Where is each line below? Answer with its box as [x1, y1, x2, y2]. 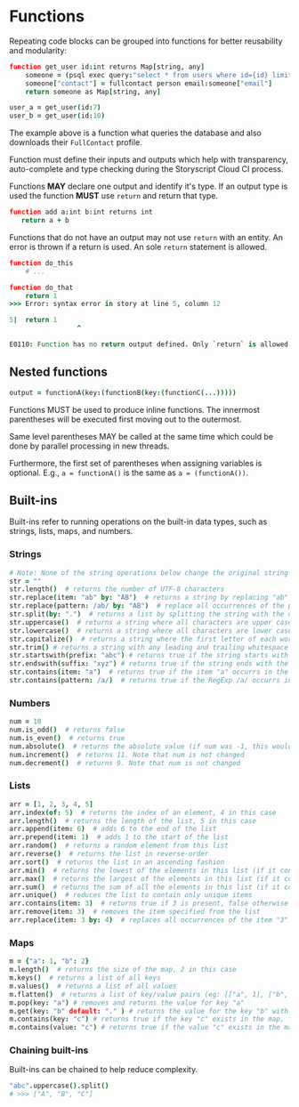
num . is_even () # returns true [9, 734, 125, 743]
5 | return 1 [9, 316, 58, 325]
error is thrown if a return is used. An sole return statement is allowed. [9, 241, 268, 252]
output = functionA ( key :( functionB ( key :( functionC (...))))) [9, 388, 238, 397]
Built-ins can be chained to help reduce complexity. [9, 1064, 198, 1075]
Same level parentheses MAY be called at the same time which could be [9, 431, 274, 441]
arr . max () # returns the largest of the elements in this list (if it [9, 874, 280, 883]
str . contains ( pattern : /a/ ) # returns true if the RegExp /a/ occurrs [9, 676, 280, 685]
